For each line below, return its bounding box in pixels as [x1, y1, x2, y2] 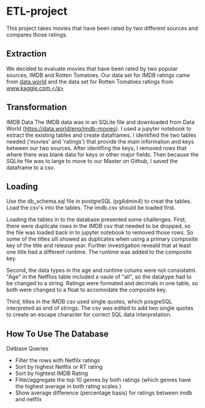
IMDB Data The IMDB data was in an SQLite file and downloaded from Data [6, 118, 195, 126]
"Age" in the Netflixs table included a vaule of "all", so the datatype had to [6, 273, 192, 280]
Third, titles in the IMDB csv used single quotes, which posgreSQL [6, 298, 173, 305]
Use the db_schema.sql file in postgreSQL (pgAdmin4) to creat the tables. [6, 197, 192, 205]
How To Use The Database [6, 329, 109, 339]
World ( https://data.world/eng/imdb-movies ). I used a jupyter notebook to [6, 125, 192, 132]
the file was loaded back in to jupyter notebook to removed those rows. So [6, 229, 194, 236]
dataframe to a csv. [6, 164, 55, 171]
